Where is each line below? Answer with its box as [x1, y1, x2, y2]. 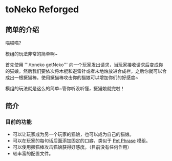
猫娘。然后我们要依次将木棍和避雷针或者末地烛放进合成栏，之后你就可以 [9, 68, 162, 74]
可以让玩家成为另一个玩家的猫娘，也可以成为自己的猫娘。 [12, 131, 134, 137]
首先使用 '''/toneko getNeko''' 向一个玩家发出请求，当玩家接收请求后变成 [5, 62, 159, 68]
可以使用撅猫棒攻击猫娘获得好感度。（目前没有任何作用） [12, 144, 132, 150]
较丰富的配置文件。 [12, 150, 54, 156]
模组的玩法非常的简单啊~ [5, 51, 58, 57]
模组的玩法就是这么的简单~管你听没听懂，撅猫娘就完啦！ [5, 86, 125, 91]
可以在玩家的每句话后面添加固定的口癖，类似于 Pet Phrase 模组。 [12, 137, 151, 144]
